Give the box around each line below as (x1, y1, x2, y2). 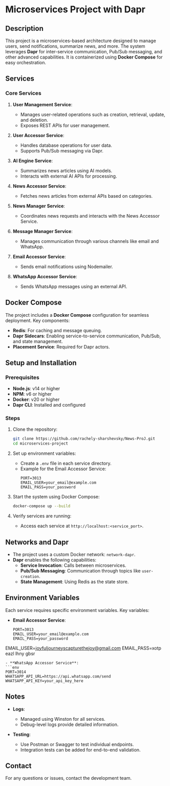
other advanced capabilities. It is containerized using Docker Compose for (5, 54, 163, 60)
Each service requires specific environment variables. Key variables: (5, 607, 150, 613)
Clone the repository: (12, 426, 58, 432)
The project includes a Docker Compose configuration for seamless (5, 312, 150, 318)
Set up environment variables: (12, 450, 76, 456)
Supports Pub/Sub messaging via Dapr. (20, 147, 104, 154)
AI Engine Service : (12, 158, 53, 164)
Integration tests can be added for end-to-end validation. (20, 746, 141, 753)
